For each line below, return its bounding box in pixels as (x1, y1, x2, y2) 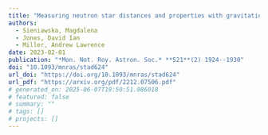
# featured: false (8, 93, 69, 101)
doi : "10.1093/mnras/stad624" (8, 64, 109, 71)
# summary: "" (8, 100, 56, 108)
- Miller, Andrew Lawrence (15, 41, 105, 49)
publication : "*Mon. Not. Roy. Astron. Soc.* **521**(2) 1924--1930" (8, 56, 245, 64)
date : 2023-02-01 (8, 48, 66, 56)
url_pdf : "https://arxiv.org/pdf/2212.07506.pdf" (8, 78, 177, 86)
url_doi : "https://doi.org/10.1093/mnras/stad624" (8, 71, 180, 79)
